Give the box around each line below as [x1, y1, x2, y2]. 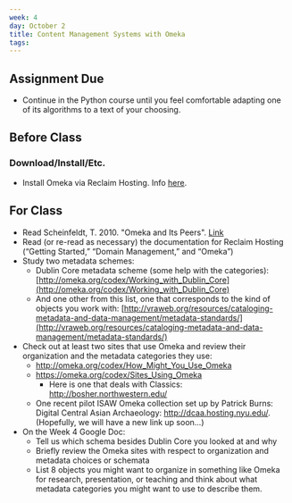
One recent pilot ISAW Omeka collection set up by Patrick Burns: [35, 398, 274, 408]
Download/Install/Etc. [9, 157, 106, 170]
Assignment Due [9, 71, 104, 86]
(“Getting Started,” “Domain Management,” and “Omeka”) [21, 246, 234, 256]
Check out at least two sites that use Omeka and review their [21, 340, 246, 351]
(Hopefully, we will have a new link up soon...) [35, 416, 204, 427]
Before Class [9, 130, 82, 146]
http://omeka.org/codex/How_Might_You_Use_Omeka [35, 359, 232, 371]
